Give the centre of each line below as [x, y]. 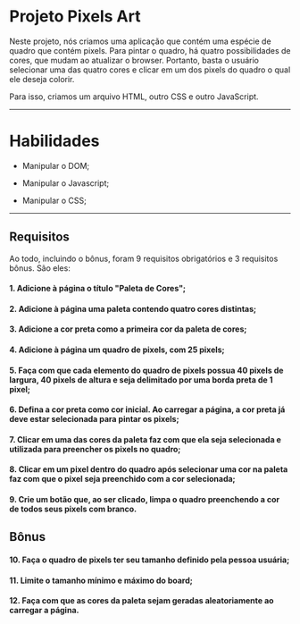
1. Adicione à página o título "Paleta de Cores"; [97, 289]
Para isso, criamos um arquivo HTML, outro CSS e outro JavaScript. [134, 97]
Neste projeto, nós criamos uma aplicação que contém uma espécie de [140, 41]
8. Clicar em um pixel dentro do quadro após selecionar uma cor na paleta [149, 469]
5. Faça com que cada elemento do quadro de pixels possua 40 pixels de [146, 370]
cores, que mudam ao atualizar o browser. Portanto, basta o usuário [134, 60]
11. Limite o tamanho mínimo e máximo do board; [101, 580]
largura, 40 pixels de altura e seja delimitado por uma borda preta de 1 [141, 379]
